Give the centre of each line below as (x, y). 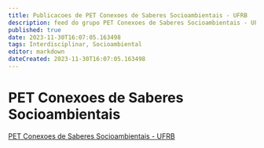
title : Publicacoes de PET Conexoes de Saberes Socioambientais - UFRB (128, 15)
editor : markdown (37, 52)
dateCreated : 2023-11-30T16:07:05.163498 (77, 60)
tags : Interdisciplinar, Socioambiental (75, 45)
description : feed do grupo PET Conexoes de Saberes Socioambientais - (128, 23)
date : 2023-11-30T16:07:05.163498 (65, 37)
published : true (35, 30)
